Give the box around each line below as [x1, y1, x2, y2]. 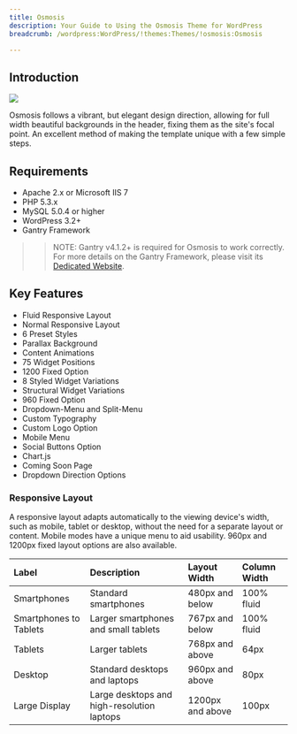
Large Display [13, 700, 71, 712]
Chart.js [21, 450, 51, 461]
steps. [9, 138, 32, 149]
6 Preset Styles [21, 328, 78, 339]
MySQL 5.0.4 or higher [21, 206, 105, 217]
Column [241, 561, 277, 573]
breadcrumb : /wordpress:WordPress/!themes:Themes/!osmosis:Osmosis [9, 29, 263, 38]
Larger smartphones [89, 612, 175, 624]
